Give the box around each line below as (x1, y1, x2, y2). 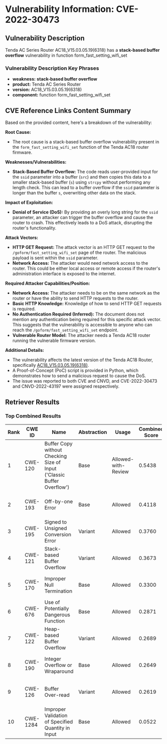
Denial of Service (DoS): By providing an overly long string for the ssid (12, 209, 158, 215)
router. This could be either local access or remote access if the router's (12, 265, 161, 272)
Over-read (44, 691, 70, 698)
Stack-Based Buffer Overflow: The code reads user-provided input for (12, 169, 158, 175)
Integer (44, 655, 61, 662)
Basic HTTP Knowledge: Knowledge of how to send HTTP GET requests (12, 301, 162, 307)
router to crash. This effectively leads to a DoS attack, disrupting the (12, 220, 153, 226)
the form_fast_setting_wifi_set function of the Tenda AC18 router (12, 144, 149, 150)
